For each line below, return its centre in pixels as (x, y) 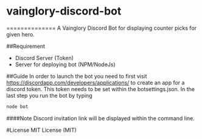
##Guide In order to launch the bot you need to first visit (77, 76)
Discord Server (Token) (44, 58)
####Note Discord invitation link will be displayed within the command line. (100, 118)
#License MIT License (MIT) (42, 130)
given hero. (20, 34)
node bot (17, 107)
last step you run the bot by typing (49, 95)
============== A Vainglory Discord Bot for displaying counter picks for (101, 28)
